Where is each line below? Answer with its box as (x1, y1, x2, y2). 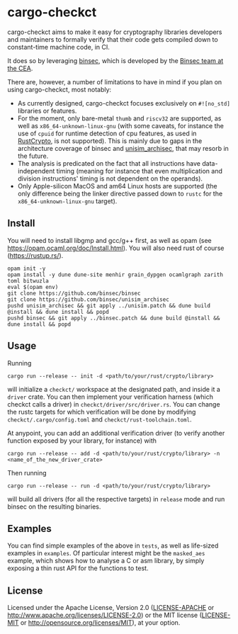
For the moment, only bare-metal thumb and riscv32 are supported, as (17, 114, 222, 123)
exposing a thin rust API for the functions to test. (7, 564, 149, 572)
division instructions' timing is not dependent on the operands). (17, 174, 203, 183)
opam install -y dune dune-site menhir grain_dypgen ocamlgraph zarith (7, 271, 223, 278)
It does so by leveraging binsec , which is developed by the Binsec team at (7, 56, 224, 64)
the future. (17, 152, 49, 160)
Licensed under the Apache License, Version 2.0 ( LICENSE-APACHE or (7, 604, 215, 612)
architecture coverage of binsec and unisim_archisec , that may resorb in (17, 144, 229, 152)
